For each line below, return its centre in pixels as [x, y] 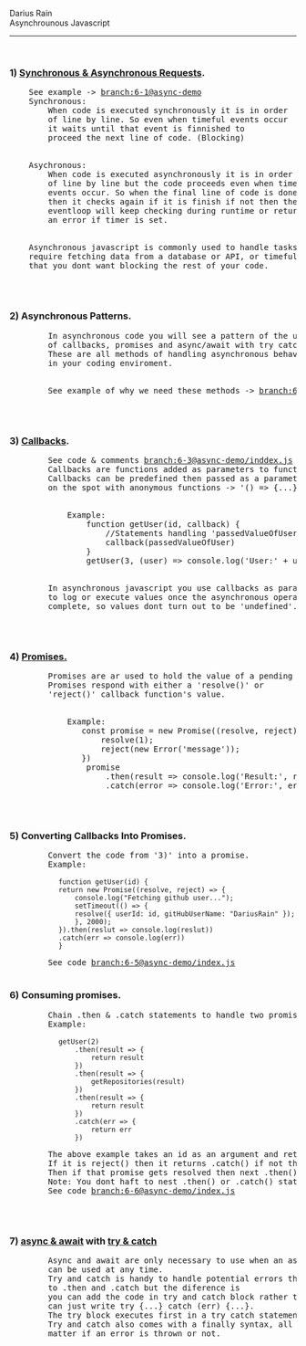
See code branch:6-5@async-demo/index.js [142, 963]
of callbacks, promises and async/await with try [161, 345]
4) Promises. [38, 657]
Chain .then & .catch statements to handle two [156, 1015]
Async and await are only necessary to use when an [166, 1261]
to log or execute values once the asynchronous [158, 597]
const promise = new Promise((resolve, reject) [189, 731]
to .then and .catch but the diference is [144, 1288]
